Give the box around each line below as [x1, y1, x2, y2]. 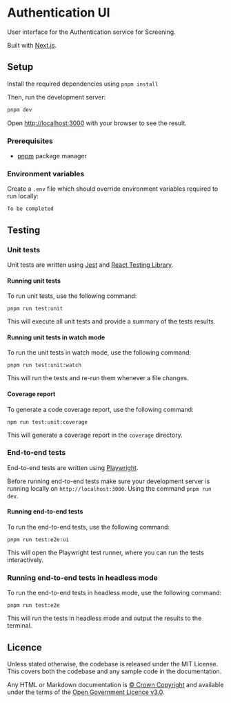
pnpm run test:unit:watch [7, 362, 81, 369]
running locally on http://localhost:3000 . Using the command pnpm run [7, 484, 212, 492]
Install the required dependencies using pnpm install [7, 79, 159, 88]
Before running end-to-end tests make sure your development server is [7, 477, 210, 485]
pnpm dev [7, 106, 32, 113]
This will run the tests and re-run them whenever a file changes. [7, 374, 189, 382]
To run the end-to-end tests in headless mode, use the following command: [7, 589, 222, 597]
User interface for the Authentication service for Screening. [7, 28, 176, 36]
